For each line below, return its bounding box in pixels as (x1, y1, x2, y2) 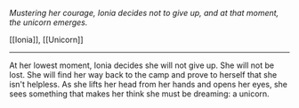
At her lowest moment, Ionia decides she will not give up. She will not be (9, 60, 274, 71)
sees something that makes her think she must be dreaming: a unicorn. (9, 88, 270, 99)
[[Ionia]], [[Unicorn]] (9, 35, 84, 45)
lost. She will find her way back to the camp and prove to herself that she (9, 70, 278, 79)
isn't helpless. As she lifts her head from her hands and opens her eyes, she (9, 79, 287, 89)
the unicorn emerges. (9, 17, 88, 28)
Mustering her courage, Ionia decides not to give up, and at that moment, (9, 8, 279, 18)
